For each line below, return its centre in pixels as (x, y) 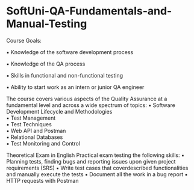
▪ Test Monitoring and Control (43, 143)
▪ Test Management (31, 118)
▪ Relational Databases (35, 137)
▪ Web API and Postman (36, 130)
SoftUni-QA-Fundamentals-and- (89, 11)
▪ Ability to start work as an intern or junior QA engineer (75, 87)
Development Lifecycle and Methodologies (59, 111)
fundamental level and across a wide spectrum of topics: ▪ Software (91, 105)
